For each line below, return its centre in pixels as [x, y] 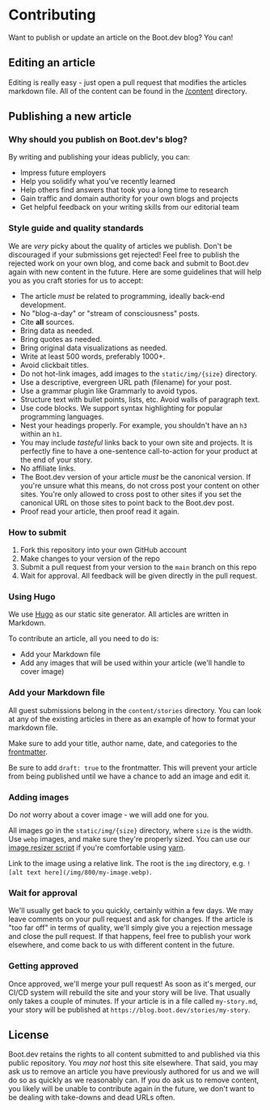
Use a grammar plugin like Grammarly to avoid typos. [109, 391]
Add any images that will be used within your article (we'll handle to [132, 663]
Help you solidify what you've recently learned [97, 181]
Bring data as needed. [57, 331]
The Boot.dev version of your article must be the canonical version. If [135, 476]
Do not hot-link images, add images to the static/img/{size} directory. [138, 374]
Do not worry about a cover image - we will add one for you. [109, 814]
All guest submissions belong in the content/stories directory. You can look [135, 710]
